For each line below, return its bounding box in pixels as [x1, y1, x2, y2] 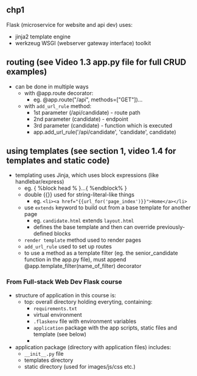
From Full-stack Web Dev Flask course [6, 278, 123, 286]
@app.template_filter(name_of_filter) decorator [24, 262, 142, 270]
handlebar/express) [15, 178, 64, 186]
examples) [6, 67, 47, 77]
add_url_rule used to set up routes [24, 243, 112, 250]
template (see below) [33, 330, 87, 338]
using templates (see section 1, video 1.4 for [6, 146, 176, 156]
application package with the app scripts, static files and [33, 324, 178, 331]
